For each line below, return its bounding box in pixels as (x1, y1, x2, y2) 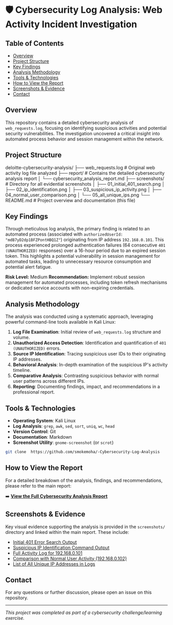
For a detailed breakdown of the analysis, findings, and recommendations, (5, 477, 163, 484)
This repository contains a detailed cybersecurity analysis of (5, 119, 134, 126)
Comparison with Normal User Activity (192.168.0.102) (12, 555, 127, 561)
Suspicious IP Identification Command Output (12, 544, 110, 550)
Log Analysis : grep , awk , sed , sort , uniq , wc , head (12, 423, 115, 430)
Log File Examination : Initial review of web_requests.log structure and (12, 329, 161, 335)
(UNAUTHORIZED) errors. (12, 345, 61, 351)
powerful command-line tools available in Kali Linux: (5, 319, 116, 325)
